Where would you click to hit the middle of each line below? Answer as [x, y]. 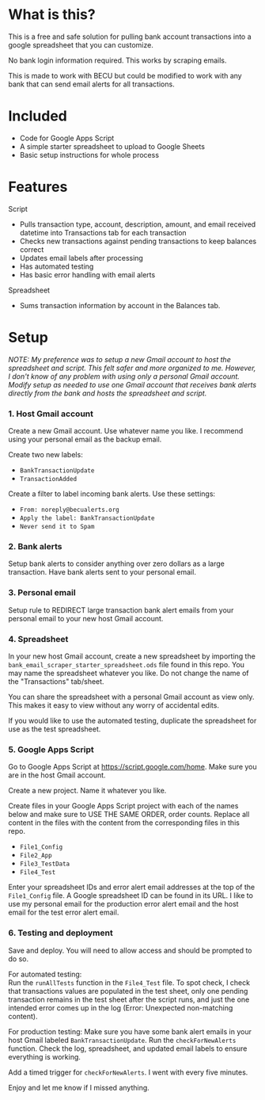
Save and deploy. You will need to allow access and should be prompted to [130, 950]
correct [32, 249]
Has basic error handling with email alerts [87, 274]
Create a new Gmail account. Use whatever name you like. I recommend [126, 431]
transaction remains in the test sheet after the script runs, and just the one [129, 999]
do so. [19, 959]
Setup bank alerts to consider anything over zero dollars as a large [117, 563]
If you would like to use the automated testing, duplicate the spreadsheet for [132, 720]
